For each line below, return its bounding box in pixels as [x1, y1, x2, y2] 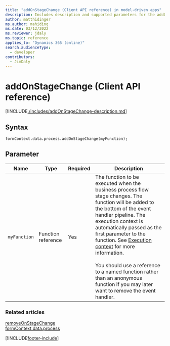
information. [95, 249, 124, 256]
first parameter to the [95, 230, 146, 237]
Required [68, 165, 91, 172]
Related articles [5, 309, 45, 316]
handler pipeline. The [95, 211, 146, 218]
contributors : [5, 54, 35, 60]
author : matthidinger [5, 17, 51, 22]
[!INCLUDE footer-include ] [5, 335, 59, 341]
